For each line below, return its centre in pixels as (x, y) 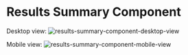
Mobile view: (24, 44)
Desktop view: (27, 31)
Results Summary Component (94, 12)
